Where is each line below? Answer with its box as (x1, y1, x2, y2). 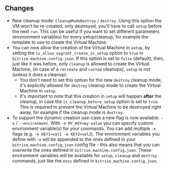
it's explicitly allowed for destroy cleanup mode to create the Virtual (19, 82, 161, 88)
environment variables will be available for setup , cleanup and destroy (12, 152, 157, 158)
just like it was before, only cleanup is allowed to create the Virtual (12, 60, 150, 66)
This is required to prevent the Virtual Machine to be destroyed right (19, 104, 161, 110)
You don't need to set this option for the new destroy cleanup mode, (19, 77, 162, 83)
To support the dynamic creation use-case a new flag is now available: (12, 114, 160, 121)
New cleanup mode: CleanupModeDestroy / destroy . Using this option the (12, 17, 162, 23)
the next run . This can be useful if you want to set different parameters (12, 28, 160, 35)
